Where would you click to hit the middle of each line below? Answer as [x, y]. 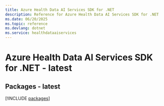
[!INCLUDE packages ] [28, 98]
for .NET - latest [39, 68]
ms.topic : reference [27, 24]
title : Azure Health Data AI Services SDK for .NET [60, 10]
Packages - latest [33, 86]
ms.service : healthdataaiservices [41, 33]
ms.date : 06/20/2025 [27, 19]
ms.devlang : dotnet [25, 28]
